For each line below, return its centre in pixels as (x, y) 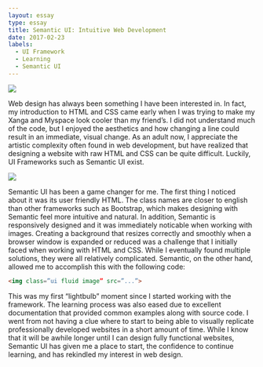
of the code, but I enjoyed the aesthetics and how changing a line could (124, 128)
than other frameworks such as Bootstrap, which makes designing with (123, 208)
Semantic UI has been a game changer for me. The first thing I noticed (122, 191)
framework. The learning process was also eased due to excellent (115, 304)
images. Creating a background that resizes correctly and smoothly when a (130, 233)
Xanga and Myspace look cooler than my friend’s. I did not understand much (132, 120)
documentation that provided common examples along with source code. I (128, 312)
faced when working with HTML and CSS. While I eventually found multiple (130, 250)
